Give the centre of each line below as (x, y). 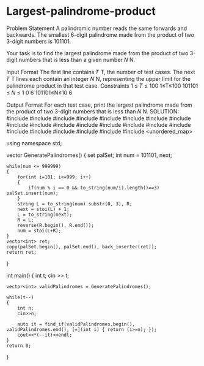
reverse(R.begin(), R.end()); (56, 225)
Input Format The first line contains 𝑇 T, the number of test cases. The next (101, 72)
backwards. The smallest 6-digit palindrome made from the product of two (100, 34)
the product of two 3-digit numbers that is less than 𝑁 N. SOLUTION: (93, 111)
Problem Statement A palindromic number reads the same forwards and (97, 28)
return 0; (19, 345)
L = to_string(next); (45, 215)
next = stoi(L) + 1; (43, 209)
